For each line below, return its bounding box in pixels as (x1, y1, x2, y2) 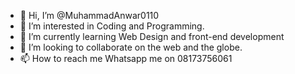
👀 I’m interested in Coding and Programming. (19, 20, 205, 32)
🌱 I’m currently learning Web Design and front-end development (19, 31, 285, 42)
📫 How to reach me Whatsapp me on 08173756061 (19, 53, 233, 64)
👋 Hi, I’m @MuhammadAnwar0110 (19, 10, 160, 21)
